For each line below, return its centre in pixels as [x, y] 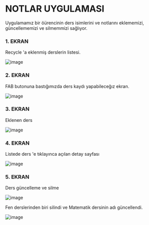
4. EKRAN [17, 143]
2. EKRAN [17, 75]
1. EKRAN [17, 41]
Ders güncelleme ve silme [32, 188]
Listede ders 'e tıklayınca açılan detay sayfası [52, 154]
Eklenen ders [19, 120]
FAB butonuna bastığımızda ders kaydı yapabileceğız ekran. [67, 86]
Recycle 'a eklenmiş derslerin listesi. [43, 52]
